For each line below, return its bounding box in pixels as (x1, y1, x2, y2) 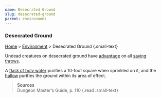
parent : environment (5, 16, 47, 21)
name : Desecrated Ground (5, 7, 55, 12)
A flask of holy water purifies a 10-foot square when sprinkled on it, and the (5, 67, 157, 73)
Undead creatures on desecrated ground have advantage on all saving (5, 53, 147, 59)
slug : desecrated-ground (5, 12, 55, 17)
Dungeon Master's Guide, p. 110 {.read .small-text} (17, 87, 118, 93)
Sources (17, 82, 35, 88)
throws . (5, 58, 20, 64)
